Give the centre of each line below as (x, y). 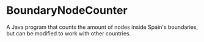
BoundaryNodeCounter (67, 10)
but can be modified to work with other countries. (69, 33)
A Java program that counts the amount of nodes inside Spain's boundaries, (102, 27)
